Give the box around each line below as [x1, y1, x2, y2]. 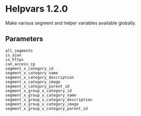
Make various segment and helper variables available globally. [5, 20, 136, 26]
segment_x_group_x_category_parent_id [5, 106, 88, 111]
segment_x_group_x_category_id [5, 88, 72, 93]
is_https [5, 57, 24, 62]
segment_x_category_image [5, 79, 60, 84]
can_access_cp [5, 62, 36, 67]
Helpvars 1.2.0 [5, 3, 68, 15]
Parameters [5, 35, 43, 43]
